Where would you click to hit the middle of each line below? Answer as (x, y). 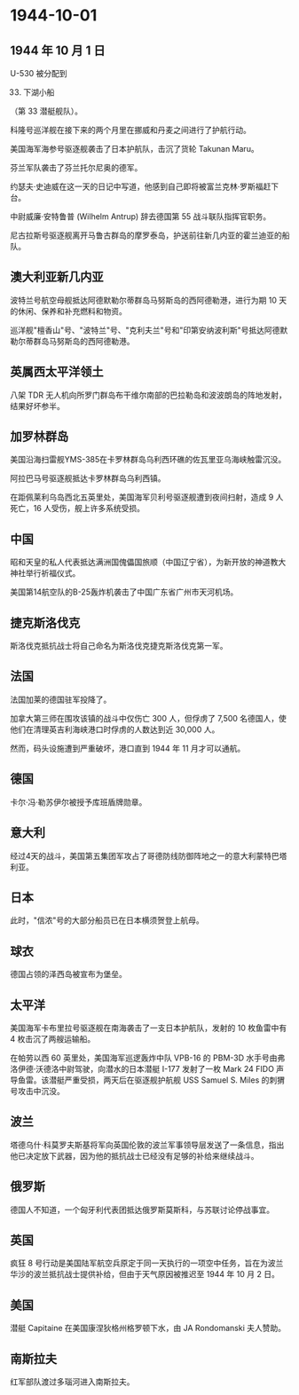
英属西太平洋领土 (57, 372)
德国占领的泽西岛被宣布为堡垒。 (68, 974)
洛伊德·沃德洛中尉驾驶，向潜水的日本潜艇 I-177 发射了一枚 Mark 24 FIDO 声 (147, 1068)
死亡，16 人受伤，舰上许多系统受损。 (78, 508)
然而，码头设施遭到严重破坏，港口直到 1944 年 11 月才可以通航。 (128, 748)
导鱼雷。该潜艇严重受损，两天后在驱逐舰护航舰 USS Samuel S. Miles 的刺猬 (148, 1080)
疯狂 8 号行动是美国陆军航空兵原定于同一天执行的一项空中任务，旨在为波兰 (147, 1263)
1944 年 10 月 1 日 (58, 50)
